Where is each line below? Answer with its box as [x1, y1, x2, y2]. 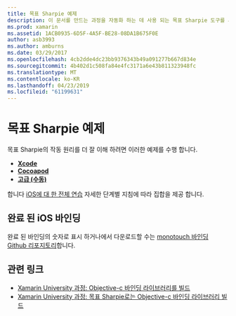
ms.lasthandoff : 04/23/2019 [7, 82, 90, 89]
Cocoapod [17, 167, 49, 175]
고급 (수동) [17, 175, 47, 184]
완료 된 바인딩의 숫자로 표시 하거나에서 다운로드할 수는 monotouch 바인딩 [7, 232, 209, 240]
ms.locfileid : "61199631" [7, 88, 83, 95]
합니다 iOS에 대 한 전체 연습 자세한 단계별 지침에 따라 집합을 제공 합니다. [7, 190, 204, 198]
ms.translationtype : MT [7, 69, 77, 76]
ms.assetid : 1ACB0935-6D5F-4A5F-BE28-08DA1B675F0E [7, 29, 159, 37]
